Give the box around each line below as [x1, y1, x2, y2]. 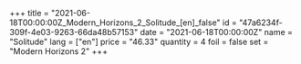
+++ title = [9, 8, 50, 18]
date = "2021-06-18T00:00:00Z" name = [140, 27, 294, 37]
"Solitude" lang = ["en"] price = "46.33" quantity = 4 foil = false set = [9, 36, 269, 47]
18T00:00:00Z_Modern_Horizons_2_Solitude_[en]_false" [9, 17, 221, 28]
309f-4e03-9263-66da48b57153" [9, 27, 139, 37]
